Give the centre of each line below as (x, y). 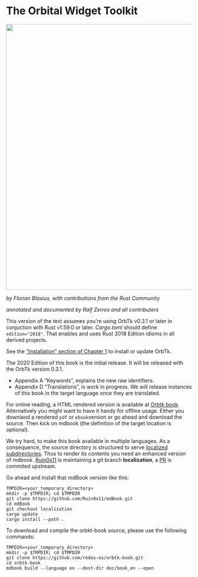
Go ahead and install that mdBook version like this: (67, 477)
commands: (21, 536)
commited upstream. (31, 466)
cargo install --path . (35, 519)
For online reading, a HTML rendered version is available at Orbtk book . (93, 404)
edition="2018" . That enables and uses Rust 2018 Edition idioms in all (90, 333)
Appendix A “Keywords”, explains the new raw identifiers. (84, 380)
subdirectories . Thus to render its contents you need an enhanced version (96, 454)
